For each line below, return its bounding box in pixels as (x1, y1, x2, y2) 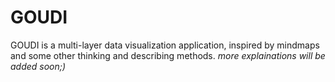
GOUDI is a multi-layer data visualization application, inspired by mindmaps (10, 39, 320, 51)
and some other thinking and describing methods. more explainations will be (10, 49, 326, 61)
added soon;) (10, 60, 67, 72)
